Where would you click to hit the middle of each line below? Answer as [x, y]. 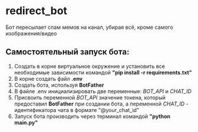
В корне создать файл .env [48, 78]
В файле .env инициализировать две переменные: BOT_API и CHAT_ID [103, 91]
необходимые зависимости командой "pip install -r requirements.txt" [103, 72]
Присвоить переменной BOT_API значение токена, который [90, 97]
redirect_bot [36, 11]
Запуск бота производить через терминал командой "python [92, 116]
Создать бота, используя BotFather [59, 85]
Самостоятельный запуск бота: [68, 52]
